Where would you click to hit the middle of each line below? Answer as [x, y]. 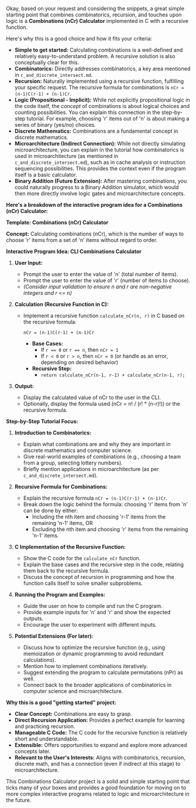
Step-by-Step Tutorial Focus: [42, 421]
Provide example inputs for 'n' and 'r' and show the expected [97, 612]
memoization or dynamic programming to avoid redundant [93, 654]
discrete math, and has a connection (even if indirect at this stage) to [97, 764]
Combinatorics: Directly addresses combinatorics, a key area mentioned [102, 69]
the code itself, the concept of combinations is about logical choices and [102, 106]
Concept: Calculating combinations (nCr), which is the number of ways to [95, 234]
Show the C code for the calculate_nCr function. [82, 558]
